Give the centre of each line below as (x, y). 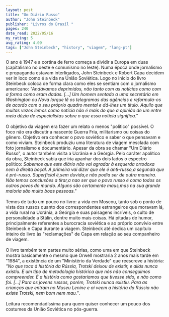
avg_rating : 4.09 (24, 43)
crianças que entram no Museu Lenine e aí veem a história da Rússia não (82, 287)
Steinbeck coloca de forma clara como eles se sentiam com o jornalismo (81, 83)
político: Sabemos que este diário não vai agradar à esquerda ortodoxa (80, 164)
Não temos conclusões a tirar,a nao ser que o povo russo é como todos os (83, 180)
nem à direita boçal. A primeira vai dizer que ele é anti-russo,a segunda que (85, 169)
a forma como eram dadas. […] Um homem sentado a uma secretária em (82, 94)
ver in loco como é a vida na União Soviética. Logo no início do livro (76, 78)
